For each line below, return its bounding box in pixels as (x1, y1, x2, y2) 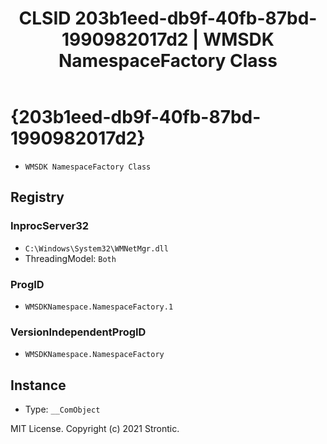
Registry (10, 189, 65, 206)
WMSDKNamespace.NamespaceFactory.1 (24, 302, 174, 312)
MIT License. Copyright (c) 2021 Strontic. (10, 423, 180, 435)
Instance (10, 377, 67, 394)
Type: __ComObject (24, 403, 101, 416)
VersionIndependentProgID (10, 325, 147, 339)
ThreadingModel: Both (24, 252, 117, 264)
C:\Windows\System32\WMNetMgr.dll (24, 243, 169, 254)
